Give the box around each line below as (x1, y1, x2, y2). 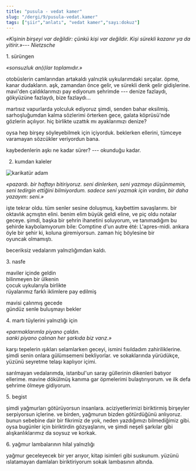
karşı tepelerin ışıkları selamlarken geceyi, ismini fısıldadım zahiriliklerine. (6, 346, 182, 353)
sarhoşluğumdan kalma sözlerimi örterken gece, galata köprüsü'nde (6, 112, 170, 119)
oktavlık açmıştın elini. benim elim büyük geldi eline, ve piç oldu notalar (6, 211, 177, 218)
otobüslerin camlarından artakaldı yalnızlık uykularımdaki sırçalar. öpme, (6, 75, 180, 82)
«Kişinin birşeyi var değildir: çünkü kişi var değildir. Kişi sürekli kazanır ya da (6, 36, 191, 43)
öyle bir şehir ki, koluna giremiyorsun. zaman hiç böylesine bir (6, 229, 155, 237)
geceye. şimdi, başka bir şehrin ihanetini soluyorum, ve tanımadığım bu (6, 217, 177, 224)
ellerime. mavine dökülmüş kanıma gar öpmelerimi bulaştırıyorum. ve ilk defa (6, 376, 191, 383)
